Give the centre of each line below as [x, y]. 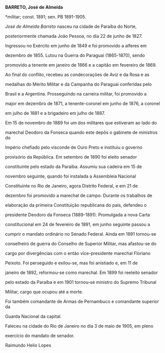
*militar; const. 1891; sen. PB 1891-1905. [46, 17]
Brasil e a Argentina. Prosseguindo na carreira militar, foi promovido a [76, 94]
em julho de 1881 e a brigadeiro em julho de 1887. [55, 113]
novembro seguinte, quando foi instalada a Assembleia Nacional [71, 176]
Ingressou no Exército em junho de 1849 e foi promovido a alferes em [76, 46]
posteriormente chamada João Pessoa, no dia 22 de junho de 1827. [74, 36]
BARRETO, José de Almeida [34, 7]
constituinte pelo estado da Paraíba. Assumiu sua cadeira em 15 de [74, 167]
